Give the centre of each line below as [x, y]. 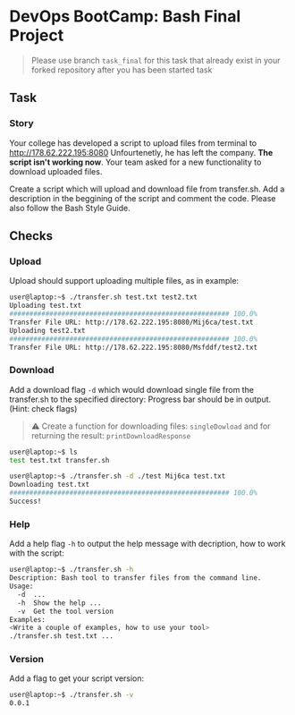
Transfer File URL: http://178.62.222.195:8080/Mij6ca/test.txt [131, 322]
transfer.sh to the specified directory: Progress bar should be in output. [140, 399]
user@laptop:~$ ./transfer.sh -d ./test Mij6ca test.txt [118, 476]
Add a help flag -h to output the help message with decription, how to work [147, 544]
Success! [25, 502]
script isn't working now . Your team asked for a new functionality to [135, 162]
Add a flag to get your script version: [77, 678]
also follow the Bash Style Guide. [70, 208]
